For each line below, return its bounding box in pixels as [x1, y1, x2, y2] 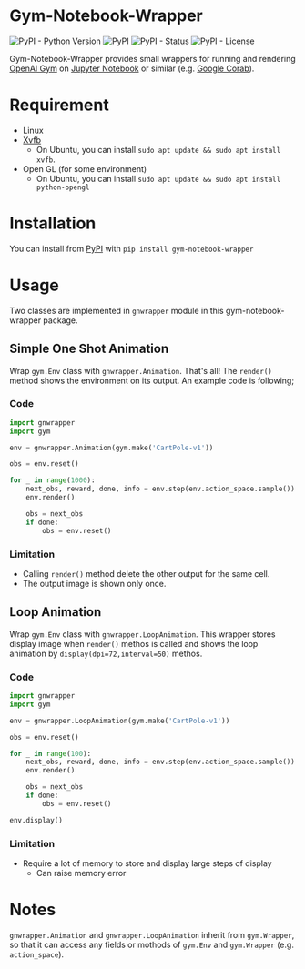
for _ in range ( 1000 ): [9, 476, 96, 485]
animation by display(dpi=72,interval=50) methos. [9, 648, 203, 659]
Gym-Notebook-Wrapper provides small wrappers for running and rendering [9, 53, 296, 64]
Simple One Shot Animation [9, 341, 169, 357]
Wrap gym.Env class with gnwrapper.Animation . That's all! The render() [9, 365, 273, 376]
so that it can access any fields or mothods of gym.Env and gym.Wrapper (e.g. [9, 939, 294, 950]
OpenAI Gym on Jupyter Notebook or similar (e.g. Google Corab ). [9, 63, 255, 74]
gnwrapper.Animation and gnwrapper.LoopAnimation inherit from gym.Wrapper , [9, 929, 295, 940]
